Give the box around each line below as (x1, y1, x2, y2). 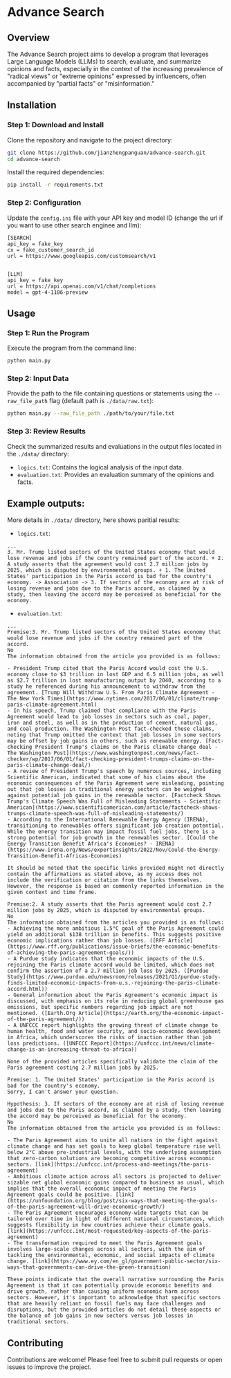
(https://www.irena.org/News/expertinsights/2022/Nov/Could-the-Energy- (7, 846, 221, 854)
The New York (7, 696, 45, 702)
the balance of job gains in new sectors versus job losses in (7, 1312, 194, 1319)
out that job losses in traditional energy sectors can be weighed (7, 786, 206, 793)
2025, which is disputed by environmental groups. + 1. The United (7, 567, 206, 574)
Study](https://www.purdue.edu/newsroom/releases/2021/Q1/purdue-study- (7, 974, 221, 980)
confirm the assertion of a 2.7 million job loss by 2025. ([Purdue (7, 967, 209, 975)
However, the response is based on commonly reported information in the (7, 883, 225, 890)
